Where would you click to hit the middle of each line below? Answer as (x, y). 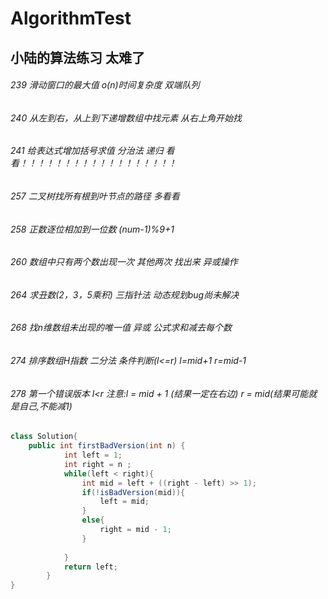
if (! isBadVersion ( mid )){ (133, 492)
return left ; (90, 567)
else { (93, 520)
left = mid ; (124, 502)
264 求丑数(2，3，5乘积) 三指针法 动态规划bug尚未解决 (125, 294)
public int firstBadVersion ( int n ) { (107, 446)
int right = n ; (97, 464)
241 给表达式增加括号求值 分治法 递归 (87, 151)
